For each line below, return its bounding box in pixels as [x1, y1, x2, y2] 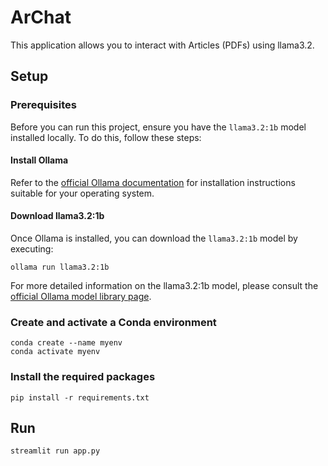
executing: [10, 243, 54, 255]
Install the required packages [10, 370, 156, 384]
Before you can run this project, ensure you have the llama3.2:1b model [10, 121, 307, 133]
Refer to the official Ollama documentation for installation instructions [10, 176, 296, 188]
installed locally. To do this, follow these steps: [10, 131, 202, 143]
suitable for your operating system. [10, 187, 155, 199]
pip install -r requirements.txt [10, 392, 150, 403]
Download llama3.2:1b [10, 210, 105, 222]
